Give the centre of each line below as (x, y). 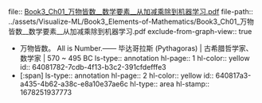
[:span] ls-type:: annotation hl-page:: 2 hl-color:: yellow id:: (117, 75)
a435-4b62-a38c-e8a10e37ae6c (74, 84)
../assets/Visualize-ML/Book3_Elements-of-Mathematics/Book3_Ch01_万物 (131, 21)
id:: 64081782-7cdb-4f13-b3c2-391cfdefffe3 (93, 67)
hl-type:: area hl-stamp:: (170, 84)
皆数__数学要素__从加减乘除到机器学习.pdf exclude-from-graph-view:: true (130, 31)
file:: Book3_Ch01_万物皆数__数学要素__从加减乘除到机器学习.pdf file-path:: (131, 11)
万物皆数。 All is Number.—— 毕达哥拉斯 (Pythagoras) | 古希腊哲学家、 (136, 48)
